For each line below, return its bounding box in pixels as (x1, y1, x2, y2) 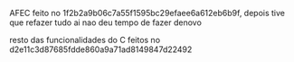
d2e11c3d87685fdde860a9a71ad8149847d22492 (9, 44, 193, 55)
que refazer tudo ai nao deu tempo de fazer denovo (9, 17, 202, 28)
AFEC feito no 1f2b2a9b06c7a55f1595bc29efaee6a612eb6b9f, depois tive (9, 8, 286, 18)
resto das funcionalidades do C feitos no (9, 35, 161, 45)
